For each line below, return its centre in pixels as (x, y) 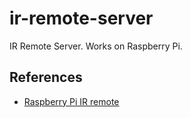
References (46, 77)
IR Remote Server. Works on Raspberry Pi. (96, 46)
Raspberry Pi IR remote (71, 101)
